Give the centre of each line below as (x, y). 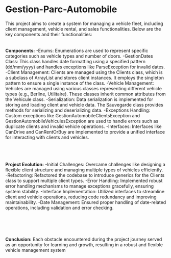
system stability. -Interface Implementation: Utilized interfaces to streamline (85, 191)
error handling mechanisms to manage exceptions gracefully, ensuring (80, 186)
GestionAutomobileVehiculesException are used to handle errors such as (82, 121)
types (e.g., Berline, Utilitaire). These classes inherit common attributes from (86, 94)
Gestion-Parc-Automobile (61, 9)
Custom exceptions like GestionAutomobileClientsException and (73, 115)
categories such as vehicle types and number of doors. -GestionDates (79, 56)
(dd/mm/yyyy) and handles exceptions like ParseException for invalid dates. (85, 67)
